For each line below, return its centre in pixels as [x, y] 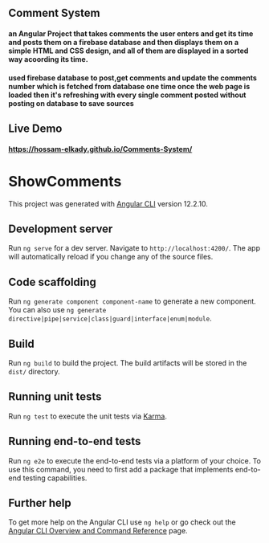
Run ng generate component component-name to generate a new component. [132, 301]
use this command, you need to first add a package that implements [121, 469]
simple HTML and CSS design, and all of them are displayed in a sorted [128, 51]
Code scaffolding [52, 282]
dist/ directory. [34, 371]
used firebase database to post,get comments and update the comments [132, 78]
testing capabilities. [55, 478]
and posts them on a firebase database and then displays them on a [124, 42]
